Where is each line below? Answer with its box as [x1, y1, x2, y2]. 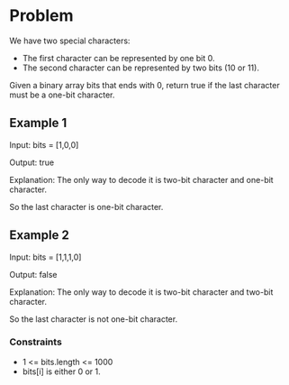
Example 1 [9, 115, 68, 131]
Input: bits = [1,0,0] [9, 139, 79, 150]
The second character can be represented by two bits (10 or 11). [22, 62, 259, 73]
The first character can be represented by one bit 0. [22, 52, 215, 63]
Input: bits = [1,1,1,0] [9, 252, 82, 262]
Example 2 [9, 227, 69, 243]
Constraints [9, 335, 63, 348]
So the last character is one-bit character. [9, 201, 164, 212]
